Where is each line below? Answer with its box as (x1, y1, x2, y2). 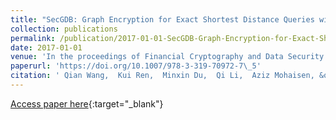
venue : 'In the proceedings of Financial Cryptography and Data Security (10, 52, 325, 62)
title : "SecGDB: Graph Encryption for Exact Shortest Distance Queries (10, 14, 315, 25)
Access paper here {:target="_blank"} (10, 97, 164, 110)
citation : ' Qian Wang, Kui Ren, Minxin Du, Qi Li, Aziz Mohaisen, (10, 71, 315, 81)
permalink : (10, 33, 56, 43)
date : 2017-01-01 (10, 42, 83, 53)
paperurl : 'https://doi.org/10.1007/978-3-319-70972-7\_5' (10, 61, 262, 71)
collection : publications (10, 24, 118, 34)
